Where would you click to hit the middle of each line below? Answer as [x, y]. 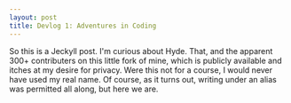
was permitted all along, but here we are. [84, 89]
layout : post [33, 17]
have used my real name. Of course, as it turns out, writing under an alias [143, 79]
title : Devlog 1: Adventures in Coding [83, 26]
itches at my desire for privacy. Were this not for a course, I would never [141, 70]
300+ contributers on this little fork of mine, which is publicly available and [145, 60]
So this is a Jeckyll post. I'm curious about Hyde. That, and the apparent [141, 51]
